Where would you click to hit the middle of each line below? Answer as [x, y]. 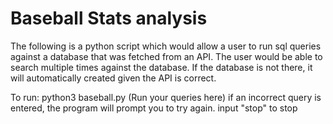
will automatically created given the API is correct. [113, 78]
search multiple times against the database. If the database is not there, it [161, 67]
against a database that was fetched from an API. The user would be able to [166, 56]
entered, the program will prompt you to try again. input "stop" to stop [154, 108]
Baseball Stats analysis [109, 18]
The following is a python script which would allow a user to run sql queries [166, 46]
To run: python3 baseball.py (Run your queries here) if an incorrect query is [166, 97]
